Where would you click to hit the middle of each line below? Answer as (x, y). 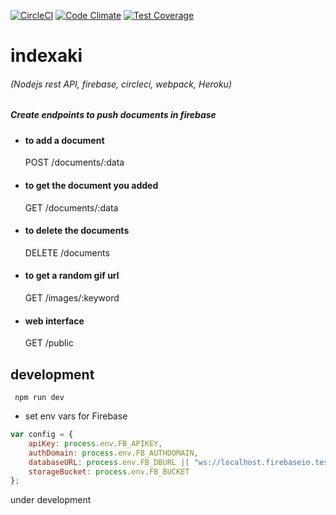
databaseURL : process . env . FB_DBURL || (109, 462)
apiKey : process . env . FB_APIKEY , (95, 443)
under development (51, 500)
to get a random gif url (72, 276)
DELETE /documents (67, 252)
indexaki (46, 56)
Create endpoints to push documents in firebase (113, 115)
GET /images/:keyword (72, 297)
